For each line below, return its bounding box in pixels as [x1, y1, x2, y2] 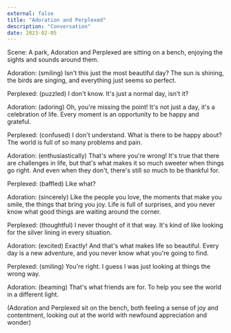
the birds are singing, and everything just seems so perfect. [7, 77, 177, 85]
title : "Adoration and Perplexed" [7, 17, 107, 23]
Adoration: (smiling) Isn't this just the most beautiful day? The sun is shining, [7, 69, 224, 77]
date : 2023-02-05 [7, 29, 57, 37]
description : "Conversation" [7, 23, 91, 30]
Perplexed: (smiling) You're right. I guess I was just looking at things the [7, 263, 211, 271]
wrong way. [7, 270, 41, 278]
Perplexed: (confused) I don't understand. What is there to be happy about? [7, 131, 222, 139]
